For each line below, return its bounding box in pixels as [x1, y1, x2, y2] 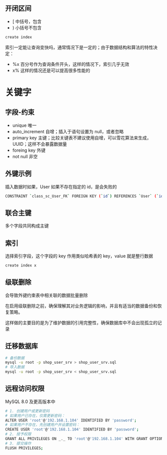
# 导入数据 [5, 365, 25, 370]
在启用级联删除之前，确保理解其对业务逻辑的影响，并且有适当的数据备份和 [5, 303, 158, 309]
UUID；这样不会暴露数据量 [12, 141, 67, 147]
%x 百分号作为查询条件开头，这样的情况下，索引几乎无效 [12, 61, 130, 67]
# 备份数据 [5, 355, 25, 360]
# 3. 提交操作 [5, 441, 31, 446]
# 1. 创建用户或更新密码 [5, 408, 50, 414]
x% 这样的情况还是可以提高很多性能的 [12, 67, 90, 73]
